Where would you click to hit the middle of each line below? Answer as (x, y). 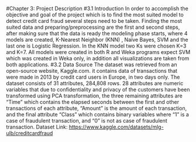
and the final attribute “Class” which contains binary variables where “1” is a (97, 114)
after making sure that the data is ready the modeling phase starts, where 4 (97, 33)
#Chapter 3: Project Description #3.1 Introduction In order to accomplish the (97, 9)
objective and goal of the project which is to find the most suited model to (95, 15)
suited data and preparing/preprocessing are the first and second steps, (93, 27)
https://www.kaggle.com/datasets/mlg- (116, 127)
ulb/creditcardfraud (30, 133)
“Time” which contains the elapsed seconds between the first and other (93, 102)
